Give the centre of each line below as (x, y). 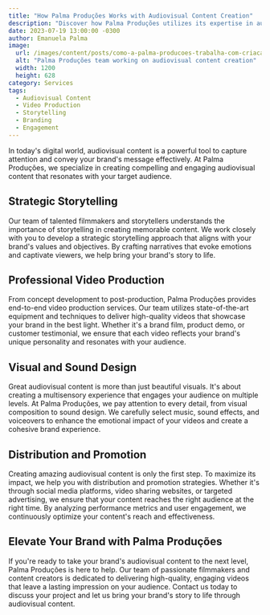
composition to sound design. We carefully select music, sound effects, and (134, 412)
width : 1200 (36, 68)
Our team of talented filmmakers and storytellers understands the (117, 221)
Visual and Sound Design (72, 367)
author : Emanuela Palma (48, 38)
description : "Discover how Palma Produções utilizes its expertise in (131, 23)
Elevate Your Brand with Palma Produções (115, 542)
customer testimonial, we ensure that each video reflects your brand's (125, 333)
